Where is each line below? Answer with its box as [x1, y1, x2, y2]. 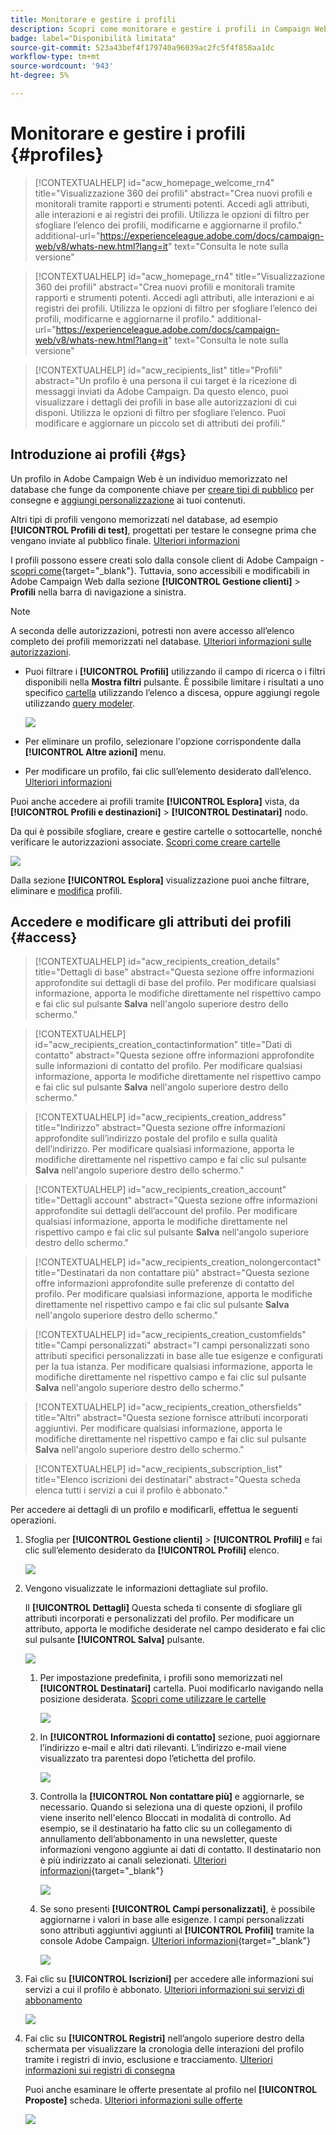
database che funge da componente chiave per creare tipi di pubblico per [10, 483, 315, 495]
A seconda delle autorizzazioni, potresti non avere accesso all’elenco [10, 624, 295, 636]
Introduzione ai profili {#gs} [10, 446, 187, 463]
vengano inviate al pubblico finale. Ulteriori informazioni [10, 534, 240, 546]
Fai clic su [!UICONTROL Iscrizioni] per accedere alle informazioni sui [24, 1973, 314, 1985]
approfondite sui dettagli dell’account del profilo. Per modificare [34, 1205, 298, 1217]
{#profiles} [10, 144, 104, 166]
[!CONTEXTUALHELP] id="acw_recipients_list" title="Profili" [34, 364, 283, 376]
